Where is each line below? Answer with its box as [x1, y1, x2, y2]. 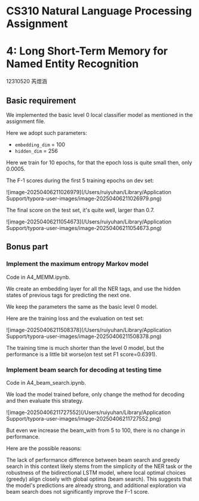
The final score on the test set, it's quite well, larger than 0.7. [6, 206, 155, 213]
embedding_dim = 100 [14, 141, 66, 148]
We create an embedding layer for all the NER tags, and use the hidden [6, 285, 181, 292]
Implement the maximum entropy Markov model [6, 259, 149, 268]
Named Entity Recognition [6, 57, 139, 71]
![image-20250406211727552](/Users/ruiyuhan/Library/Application [6, 409, 172, 416]
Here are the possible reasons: [6, 445, 82, 452]
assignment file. [6, 117, 46, 125]
